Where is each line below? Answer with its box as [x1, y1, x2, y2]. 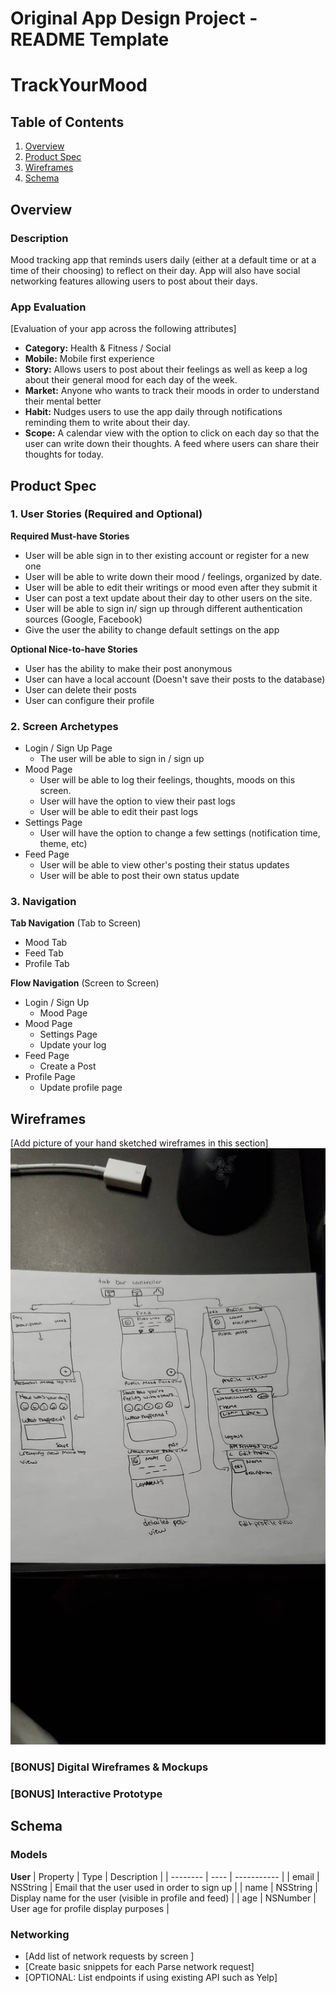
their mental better [24, 395, 102, 407]
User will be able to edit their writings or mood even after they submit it [24, 581, 318, 593]
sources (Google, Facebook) [24, 613, 143, 625]
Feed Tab [24, 947, 64, 959]
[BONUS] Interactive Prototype [10, 1787, 163, 1801]
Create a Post [39, 1060, 97, 1072]
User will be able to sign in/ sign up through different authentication [24, 602, 303, 614]
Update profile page [39, 1082, 123, 1094]
